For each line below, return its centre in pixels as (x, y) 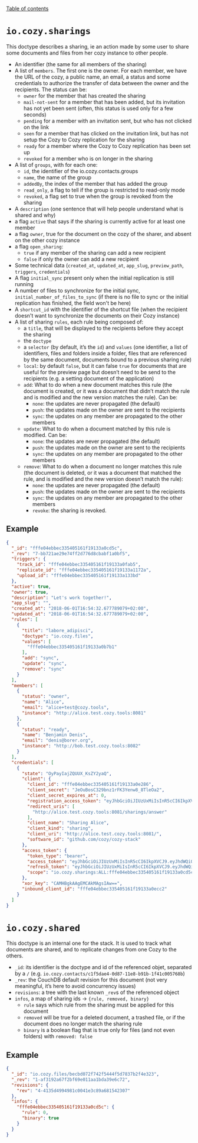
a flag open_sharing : (39, 246)
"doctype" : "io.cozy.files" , (57, 636)
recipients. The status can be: (51, 89)
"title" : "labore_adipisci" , (57, 630)
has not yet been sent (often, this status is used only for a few (98, 108)
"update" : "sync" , (44, 663)
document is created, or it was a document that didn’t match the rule (107, 391)
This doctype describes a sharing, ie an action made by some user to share (98, 46)
